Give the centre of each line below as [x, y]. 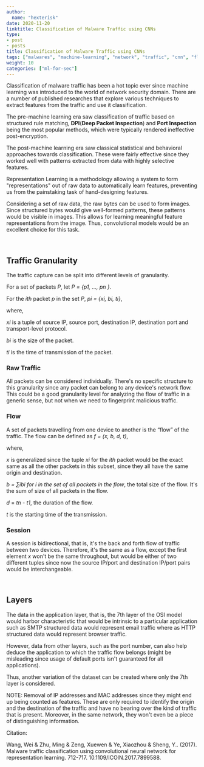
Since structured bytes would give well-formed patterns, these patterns [96, 210]
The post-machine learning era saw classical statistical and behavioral [94, 148]
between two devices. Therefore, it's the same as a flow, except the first [97, 550]
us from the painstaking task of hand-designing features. [77, 192]
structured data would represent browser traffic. [66, 634]
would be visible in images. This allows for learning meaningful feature [94, 217]
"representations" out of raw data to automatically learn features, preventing [102, 185]
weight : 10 [20, 63]
